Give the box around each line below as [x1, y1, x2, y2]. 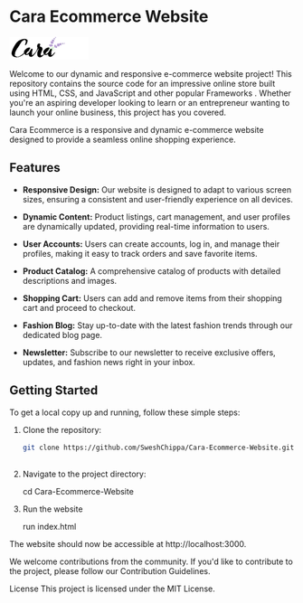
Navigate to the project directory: [22, 468, 147, 480]
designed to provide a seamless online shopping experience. [9, 134, 237, 145]
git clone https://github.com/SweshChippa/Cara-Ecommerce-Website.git [22, 443, 295, 452]
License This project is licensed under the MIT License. [9, 583, 215, 594]
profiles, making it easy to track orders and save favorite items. [22, 248, 258, 259]
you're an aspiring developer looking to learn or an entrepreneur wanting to [9, 97, 290, 108]
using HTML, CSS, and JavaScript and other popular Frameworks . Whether [9, 88, 292, 99]
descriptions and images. [22, 275, 118, 286]
